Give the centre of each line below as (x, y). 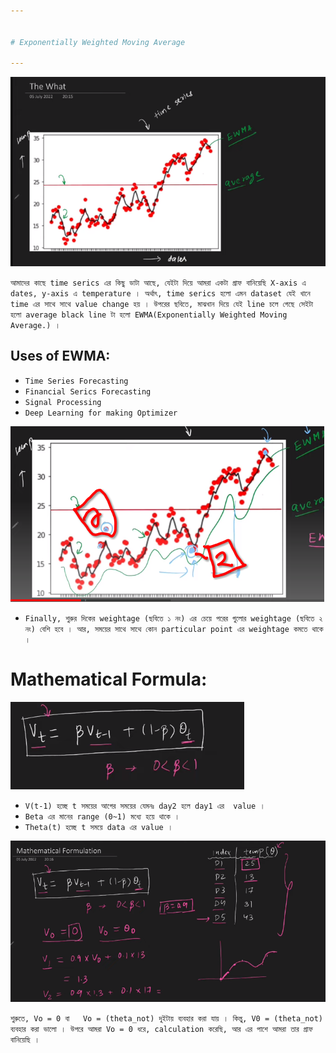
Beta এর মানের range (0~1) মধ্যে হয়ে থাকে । (102, 816)
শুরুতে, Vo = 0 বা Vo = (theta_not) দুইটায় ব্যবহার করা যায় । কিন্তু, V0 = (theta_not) (166, 1019)
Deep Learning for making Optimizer (101, 413)
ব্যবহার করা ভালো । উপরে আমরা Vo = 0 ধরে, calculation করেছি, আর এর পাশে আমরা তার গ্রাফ (161, 1030)
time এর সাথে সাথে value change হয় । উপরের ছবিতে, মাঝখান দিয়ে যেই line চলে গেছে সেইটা (161, 305)
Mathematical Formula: (109, 679)
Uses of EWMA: (60, 356)
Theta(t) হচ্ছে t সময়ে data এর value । (98, 827)
